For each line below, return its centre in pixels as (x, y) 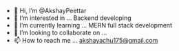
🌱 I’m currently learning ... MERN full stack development (93, 25)
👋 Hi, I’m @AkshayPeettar (50, 11)
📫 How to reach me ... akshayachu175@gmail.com (86, 40)
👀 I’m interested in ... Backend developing (73, 18)
